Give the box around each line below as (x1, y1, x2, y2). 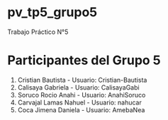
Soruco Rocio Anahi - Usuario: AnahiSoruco (17, 90, 146, 99)
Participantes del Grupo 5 (7, 52, 161, 68)
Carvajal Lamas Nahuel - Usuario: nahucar (17, 98, 142, 107)
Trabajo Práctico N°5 (7, 28, 69, 36)
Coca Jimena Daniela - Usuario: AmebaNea (17, 105, 145, 114)
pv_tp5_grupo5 (7, 4, 98, 20)
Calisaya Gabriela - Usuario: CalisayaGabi (17, 83, 140, 92)
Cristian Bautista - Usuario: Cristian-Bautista (17, 76, 147, 84)
